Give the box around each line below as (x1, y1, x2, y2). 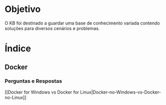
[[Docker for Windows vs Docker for (4, 89, 79, 95)
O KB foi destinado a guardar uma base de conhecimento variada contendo (4, 20, 160, 26)
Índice (4, 43, 31, 54)
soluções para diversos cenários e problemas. (4, 25, 100, 31)
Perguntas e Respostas (4, 77, 62, 84)
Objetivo (4, 3, 41, 15)
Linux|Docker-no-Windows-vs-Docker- (80, 89, 161, 95)
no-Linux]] (4, 94, 26, 100)
